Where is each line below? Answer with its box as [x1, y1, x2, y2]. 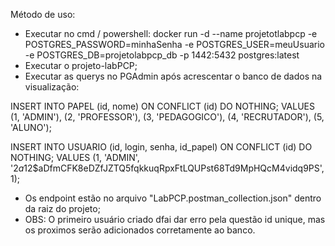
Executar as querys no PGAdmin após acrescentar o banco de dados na [24, 70, 323, 82]
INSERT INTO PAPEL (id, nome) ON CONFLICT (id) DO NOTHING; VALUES [10, 100, 316, 112]
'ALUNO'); [10, 122, 52, 133]
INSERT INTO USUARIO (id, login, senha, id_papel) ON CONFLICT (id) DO [10, 141, 313, 153]
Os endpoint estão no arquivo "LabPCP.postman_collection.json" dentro [24, 192, 322, 204]
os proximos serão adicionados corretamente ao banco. [24, 224, 256, 236]
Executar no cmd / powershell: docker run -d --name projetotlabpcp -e [24, 28, 318, 39]
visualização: [24, 81, 80, 93]
